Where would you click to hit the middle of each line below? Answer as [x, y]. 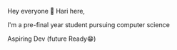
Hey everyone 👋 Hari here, [46, 11]
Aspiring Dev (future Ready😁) [52, 39]
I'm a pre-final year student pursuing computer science [88, 25]
